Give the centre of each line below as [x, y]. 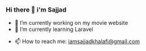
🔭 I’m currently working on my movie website [71, 23]
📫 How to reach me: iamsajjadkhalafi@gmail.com [77, 41]
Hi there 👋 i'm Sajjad [36, 10]
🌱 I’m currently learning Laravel [54, 29]
